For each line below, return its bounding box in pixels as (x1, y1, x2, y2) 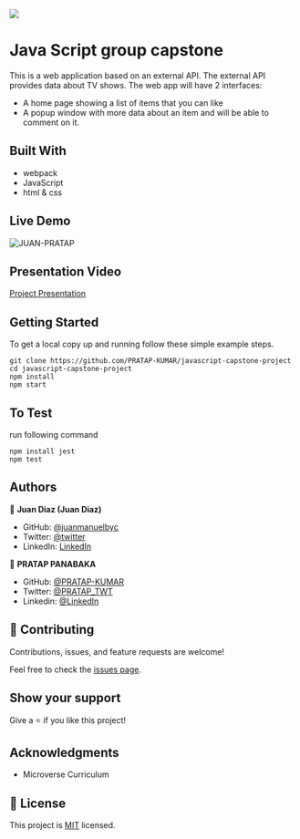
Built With (9, 143, 67, 159)
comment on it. (22, 117, 80, 128)
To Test (9, 405, 53, 420)
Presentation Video (9, 264, 121, 279)
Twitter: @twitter (22, 531, 86, 542)
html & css (22, 187, 62, 198)
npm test (9, 455, 43, 464)
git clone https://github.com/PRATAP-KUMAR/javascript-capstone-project (9, 357, 292, 366)
